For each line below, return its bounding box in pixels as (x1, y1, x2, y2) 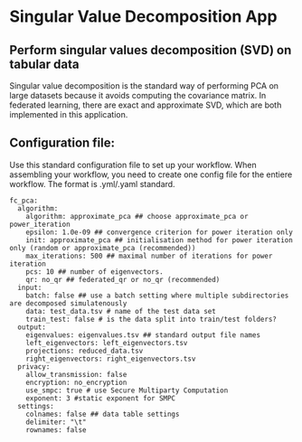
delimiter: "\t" (25, 418, 88, 427)
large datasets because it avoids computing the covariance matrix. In (9, 90, 267, 100)
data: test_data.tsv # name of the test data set (25, 306, 217, 315)
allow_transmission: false (25, 370, 127, 379)
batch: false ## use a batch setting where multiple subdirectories (25, 291, 289, 300)
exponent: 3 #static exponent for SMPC (25, 393, 176, 403)
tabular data (9, 56, 80, 71)
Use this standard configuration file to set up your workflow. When (9, 159, 258, 170)
